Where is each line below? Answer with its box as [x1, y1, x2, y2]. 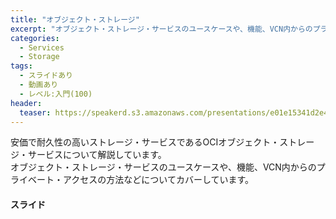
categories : [10, 33, 60, 43]
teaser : [19, 107, 52, 118]
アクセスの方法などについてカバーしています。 [62, 174, 255, 186]
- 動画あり [19, 80, 59, 90]
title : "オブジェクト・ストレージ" [10, 14, 140, 25]
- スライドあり [19, 71, 74, 81]
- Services [19, 42, 65, 53]
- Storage [19, 52, 60, 62]
